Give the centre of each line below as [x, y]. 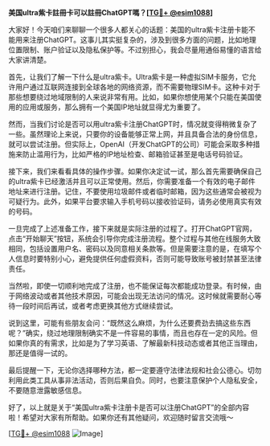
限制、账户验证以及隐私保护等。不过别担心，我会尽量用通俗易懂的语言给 [142, 50]
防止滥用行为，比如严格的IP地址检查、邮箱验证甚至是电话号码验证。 [135, 154]
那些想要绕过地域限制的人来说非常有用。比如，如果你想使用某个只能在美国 [131, 97]
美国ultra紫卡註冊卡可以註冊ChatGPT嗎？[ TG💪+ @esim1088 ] [110, 12]
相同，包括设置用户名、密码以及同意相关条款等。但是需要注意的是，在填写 [131, 249]
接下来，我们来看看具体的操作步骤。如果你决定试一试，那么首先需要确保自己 [135, 171]
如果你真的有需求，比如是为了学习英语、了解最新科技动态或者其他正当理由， [135, 343]
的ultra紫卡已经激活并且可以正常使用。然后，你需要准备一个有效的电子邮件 [132, 181]
